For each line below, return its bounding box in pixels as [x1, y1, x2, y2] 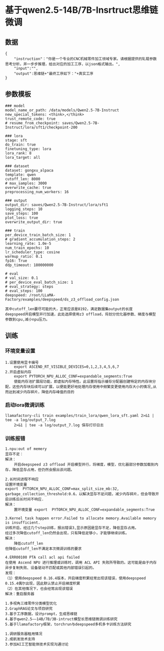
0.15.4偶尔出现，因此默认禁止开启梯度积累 [5, 581, 81, 586]
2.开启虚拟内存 [5, 369, 32, 374]
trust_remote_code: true [5, 116, 56, 121]
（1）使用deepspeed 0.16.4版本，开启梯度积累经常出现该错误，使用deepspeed [5, 576, 146, 581]
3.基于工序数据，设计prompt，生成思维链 [5, 612, 77, 617]
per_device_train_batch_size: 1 [5, 232, 71, 237]
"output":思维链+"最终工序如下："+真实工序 [14, 71, 94, 76]
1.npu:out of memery [5, 446, 47, 451]
